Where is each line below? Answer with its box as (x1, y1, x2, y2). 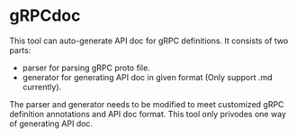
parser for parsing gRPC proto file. (22, 62, 150, 73)
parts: (9, 44, 31, 55)
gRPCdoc (9, 5, 81, 26)
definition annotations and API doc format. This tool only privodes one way (9, 108, 286, 119)
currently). (22, 81, 62, 92)
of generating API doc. (9, 118, 93, 129)
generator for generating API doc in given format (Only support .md (22, 71, 273, 82)
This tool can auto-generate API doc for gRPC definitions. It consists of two (9, 35, 289, 46)
